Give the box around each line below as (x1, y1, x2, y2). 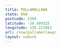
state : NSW (5, 12, 28, 17)
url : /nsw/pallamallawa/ (5, 30, 57, 35)
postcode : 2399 (5, 16, 37, 21)
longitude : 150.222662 (5, 25, 52, 30)
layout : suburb (5, 35, 37, 40)
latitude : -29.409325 (5, 21, 50, 26)
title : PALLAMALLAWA (5, 7, 48, 12)
